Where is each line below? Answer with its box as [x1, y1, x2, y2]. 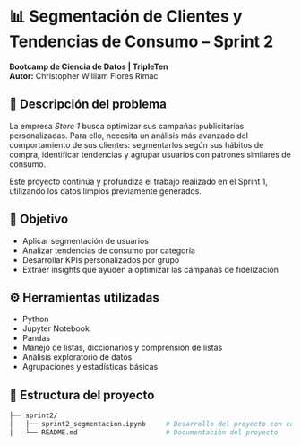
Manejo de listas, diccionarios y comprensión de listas [21, 342, 223, 354]
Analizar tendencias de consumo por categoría [21, 245, 195, 256]
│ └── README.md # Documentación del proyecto [9, 427, 279, 437]
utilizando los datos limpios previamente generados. [9, 185, 202, 197]
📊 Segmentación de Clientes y [9, 6, 243, 27]
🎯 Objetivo [9, 212, 69, 227]
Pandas [21, 333, 51, 344]
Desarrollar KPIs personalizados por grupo [21, 254, 180, 265]
